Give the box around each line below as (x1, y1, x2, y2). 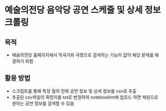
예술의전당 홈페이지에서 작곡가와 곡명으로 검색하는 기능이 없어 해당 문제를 (11, 52, 154, 58)
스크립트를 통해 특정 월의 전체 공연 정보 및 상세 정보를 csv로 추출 (11, 88, 137, 94)
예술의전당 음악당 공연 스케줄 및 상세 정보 (4, 4, 161, 16)
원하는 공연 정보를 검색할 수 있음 (11, 100, 74, 106)
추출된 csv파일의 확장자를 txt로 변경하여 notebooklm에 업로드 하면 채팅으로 (11, 94, 159, 100)
